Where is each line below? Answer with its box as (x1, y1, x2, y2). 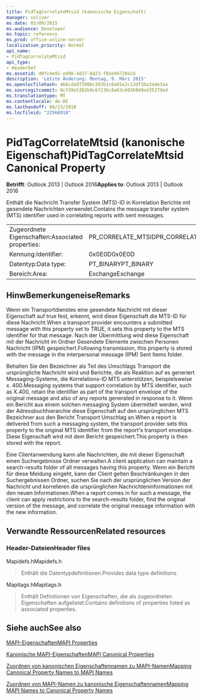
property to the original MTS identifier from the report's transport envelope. (6, 427, 194, 434)
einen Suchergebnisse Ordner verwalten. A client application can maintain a (6, 457, 193, 465)
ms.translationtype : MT (6, 93, 66, 99)
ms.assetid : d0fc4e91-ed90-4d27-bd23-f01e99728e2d (6, 70, 136, 76)
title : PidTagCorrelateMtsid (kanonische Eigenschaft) (6, 8, 147, 15)
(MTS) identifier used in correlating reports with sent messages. (6, 212, 165, 219)
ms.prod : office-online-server (6, 37, 85, 43)
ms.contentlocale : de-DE (6, 98, 69, 104)
